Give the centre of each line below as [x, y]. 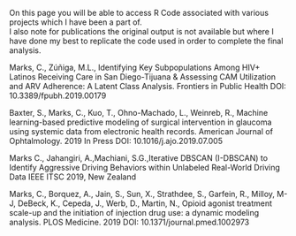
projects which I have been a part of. [76, 22]
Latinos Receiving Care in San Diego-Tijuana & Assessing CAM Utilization [143, 77]
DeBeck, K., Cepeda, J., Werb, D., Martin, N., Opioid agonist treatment [144, 203]
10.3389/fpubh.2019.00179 [58, 95]
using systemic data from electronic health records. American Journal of [141, 131]
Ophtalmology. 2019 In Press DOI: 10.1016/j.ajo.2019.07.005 [116, 141]
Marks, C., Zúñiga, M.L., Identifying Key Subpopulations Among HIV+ [135, 67]
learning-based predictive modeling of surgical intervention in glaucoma [140, 122]
